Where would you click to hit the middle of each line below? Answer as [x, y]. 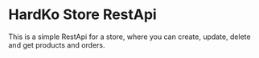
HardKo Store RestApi [82, 15]
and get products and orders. [57, 44]
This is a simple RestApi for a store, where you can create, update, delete [129, 37]
